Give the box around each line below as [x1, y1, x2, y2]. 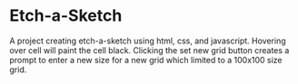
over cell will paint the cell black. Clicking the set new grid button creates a [9, 44, 290, 55]
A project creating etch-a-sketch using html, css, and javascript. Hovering [9, 35, 286, 46]
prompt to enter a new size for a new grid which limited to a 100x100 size [9, 54, 283, 65]
